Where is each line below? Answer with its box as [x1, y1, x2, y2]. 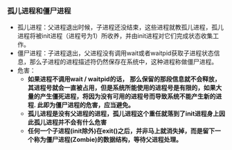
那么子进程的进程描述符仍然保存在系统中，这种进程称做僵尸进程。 [29, 57, 218, 66]
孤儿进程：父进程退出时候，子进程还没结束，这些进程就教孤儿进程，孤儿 [17, 23, 224, 32]
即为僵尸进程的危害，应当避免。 [43, 101, 135, 109]
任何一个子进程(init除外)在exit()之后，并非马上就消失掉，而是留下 [27, 126, 215, 135]
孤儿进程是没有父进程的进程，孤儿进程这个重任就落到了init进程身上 [27, 109, 220, 118]
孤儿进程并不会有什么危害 [33, 118, 107, 126]
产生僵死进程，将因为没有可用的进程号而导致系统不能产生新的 [39, 92, 216, 101]
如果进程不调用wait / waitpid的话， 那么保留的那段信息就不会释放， [27, 75, 221, 84]
